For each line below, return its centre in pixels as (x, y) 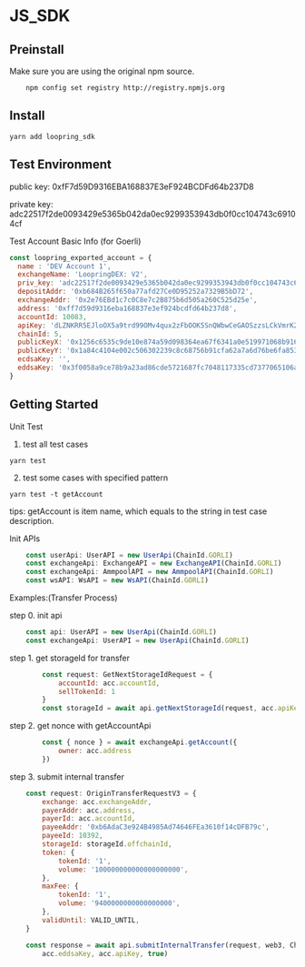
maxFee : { (60, 886)
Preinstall (37, 50)
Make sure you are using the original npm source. (102, 71)
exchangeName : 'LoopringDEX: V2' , (83, 275)
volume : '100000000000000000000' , (123, 870)
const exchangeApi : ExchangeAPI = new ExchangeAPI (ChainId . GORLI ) (154, 564)
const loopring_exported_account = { (81, 257)
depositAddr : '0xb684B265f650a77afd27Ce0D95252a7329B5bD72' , (136, 292)
